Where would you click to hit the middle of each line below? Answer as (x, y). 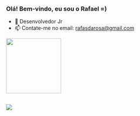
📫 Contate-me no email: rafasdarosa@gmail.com (74, 28)
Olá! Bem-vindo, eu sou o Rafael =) (57, 9)
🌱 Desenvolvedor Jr (38, 22)
